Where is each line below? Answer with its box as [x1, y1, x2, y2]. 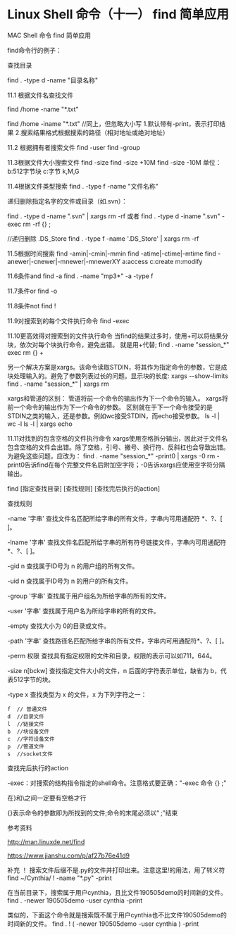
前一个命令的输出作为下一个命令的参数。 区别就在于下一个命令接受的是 [7, 403, 213, 411]
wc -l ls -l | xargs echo [7, 420, 73, 428]
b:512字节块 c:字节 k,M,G [7, 167, 80, 175]
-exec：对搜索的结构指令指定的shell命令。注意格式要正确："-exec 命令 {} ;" [7, 779, 227, 787]
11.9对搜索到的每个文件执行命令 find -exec [7, 316, 130, 325]
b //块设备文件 [7, 728, 50, 735]
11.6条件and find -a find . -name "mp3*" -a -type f [7, 272, 154, 280]
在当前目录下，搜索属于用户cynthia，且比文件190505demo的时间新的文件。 [7, 888, 228, 896]
